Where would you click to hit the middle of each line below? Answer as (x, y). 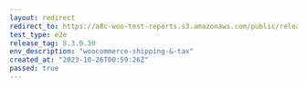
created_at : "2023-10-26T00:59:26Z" (79, 60)
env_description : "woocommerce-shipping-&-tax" (102, 52)
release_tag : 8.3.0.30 (53, 43)
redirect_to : (34, 26)
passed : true (34, 69)
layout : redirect (42, 18)
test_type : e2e (38, 34)
